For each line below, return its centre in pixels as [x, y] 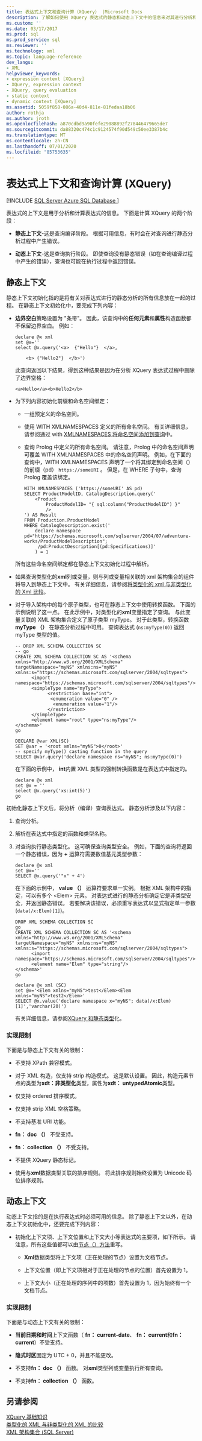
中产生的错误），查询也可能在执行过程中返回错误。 [77, 261]
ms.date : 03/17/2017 [32, 29]
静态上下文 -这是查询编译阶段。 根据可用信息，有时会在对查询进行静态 [101, 233]
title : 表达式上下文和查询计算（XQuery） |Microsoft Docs [75, 12]
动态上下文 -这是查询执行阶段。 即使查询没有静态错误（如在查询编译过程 [104, 254]
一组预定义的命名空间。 [53, 414]
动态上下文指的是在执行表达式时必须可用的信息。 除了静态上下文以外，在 [96, 1217]
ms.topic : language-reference [44, 57]
